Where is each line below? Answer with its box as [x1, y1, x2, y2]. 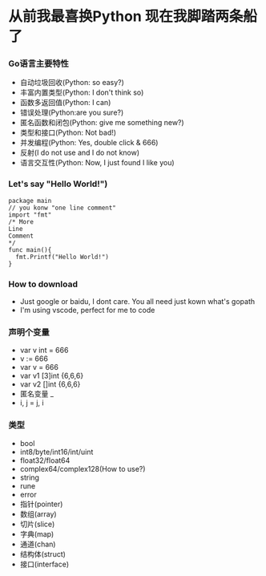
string [19, 473, 40, 482]
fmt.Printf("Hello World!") [15, 253, 110, 261]
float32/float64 [19, 455, 71, 465]
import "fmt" [8, 210, 52, 219]
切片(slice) [19, 519, 55, 529]
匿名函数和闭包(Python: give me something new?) [19, 118, 184, 128]
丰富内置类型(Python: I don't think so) [19, 87, 144, 97]
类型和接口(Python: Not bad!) [19, 128, 117, 137]
